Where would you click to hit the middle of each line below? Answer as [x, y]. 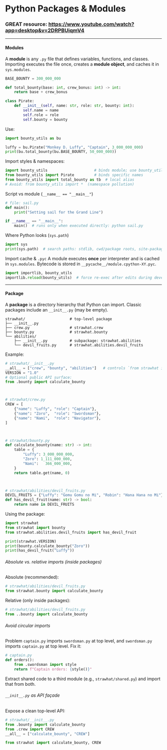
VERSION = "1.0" [22, 373]
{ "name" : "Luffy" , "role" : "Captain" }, [55, 409]
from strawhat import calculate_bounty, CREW [53, 743]
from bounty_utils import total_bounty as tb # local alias [70, 180]
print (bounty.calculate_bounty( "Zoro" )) [48, 546]
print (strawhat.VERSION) [31, 541]
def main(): [17, 208]
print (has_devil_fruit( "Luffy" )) [40, 550]
